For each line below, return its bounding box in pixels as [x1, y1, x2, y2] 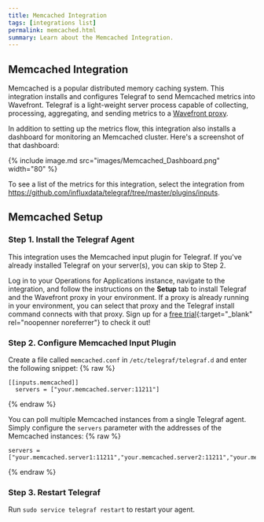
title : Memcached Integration [8, 11, 108, 20]
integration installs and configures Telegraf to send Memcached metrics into [8, 92, 255, 102]
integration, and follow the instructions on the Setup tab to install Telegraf [8, 284, 247, 294]
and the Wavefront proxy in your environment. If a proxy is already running [8, 292, 249, 302]
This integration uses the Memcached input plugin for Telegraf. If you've [8, 252, 242, 261]
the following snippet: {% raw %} [8, 364, 115, 373]
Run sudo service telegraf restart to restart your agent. [8, 505, 195, 514]
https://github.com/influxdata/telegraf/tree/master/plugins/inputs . [8, 188, 220, 198]
